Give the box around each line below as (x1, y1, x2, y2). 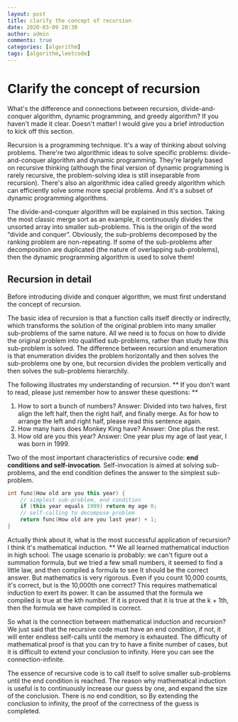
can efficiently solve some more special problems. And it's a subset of (7, 186, 213, 194)
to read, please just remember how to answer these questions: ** (7, 388, 199, 396)
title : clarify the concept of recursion (7, 17, 132, 24)
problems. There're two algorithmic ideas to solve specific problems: (7, 148, 209, 156)
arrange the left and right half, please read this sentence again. (17, 417, 202, 425)
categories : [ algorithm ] (7, 43, 81, 51)
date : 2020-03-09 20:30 (7, 23, 78, 31)
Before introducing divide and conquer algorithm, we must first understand (7, 292, 227, 301)
